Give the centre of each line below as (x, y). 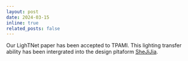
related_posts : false (33, 28)
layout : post (22, 12)
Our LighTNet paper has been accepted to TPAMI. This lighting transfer (94, 45)
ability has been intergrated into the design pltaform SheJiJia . (82, 52)
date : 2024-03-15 (28, 17)
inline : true (22, 23)
